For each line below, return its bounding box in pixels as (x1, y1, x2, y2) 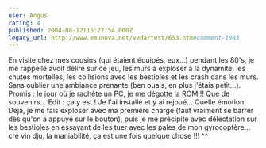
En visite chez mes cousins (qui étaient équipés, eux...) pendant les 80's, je (8, 55, 255, 65)
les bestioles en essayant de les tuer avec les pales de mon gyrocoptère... (8, 123, 251, 132)
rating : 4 (8, 19, 41, 27)
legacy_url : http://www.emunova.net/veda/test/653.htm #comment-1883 (8, 33, 240, 42)
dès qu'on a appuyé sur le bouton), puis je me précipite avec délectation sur (8, 114, 257, 123)
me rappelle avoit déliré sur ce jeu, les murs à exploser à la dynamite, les (8, 64, 246, 74)
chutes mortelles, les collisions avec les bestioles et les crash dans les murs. (8, 72, 259, 82)
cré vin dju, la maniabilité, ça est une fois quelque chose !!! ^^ (8, 131, 209, 141)
